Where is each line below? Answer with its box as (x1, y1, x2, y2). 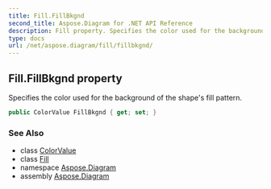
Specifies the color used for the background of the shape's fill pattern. (8, 92, 243, 102)
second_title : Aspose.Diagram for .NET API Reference (8, 19, 194, 27)
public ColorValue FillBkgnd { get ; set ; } (8, 108, 157, 117)
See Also (8, 127, 44, 138)
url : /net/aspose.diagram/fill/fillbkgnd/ (8, 42, 153, 50)
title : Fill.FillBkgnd (8, 11, 85, 20)
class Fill (19, 154, 50, 164)
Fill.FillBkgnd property (8, 72, 123, 85)
